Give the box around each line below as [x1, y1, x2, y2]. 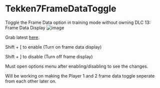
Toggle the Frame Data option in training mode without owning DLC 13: [5, 19, 151, 25]
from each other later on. [5, 78, 56, 84]
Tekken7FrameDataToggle [5, 3, 116, 14]
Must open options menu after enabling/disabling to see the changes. [5, 63, 148, 69]
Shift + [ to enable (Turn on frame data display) [5, 44, 102, 50]
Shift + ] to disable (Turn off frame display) [5, 53, 93, 60]
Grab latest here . [5, 34, 40, 40]
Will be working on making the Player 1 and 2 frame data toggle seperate [5, 73, 155, 79]
